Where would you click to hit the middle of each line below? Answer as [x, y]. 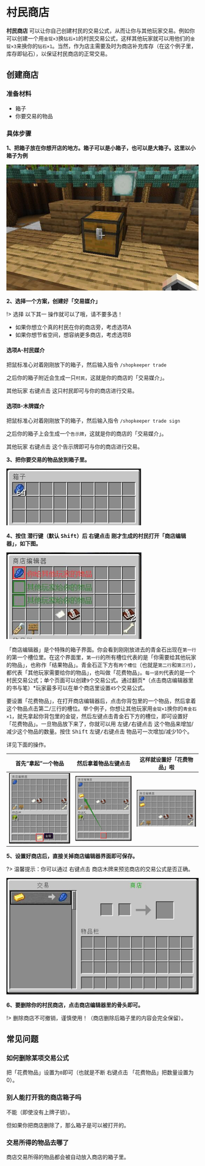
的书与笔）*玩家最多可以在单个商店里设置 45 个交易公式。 [77, 688]
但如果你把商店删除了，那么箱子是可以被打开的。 [68, 1125]
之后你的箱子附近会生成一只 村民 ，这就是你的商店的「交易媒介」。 [87, 378]
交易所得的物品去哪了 [38, 1142]
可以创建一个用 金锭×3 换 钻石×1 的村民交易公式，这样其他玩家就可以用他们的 [99, 38]
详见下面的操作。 [28, 744]
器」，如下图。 [24, 543]
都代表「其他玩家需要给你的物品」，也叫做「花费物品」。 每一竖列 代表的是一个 [101, 673]
